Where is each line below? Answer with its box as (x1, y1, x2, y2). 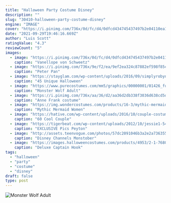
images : (5, 50, 22, 55)
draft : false (5, 173, 33, 179)
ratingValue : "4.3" (5, 41, 47, 46)
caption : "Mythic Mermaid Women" (14, 107, 85, 112)
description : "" (5, 12, 40, 17)
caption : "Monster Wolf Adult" (14, 88, 81, 93)
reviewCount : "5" (5, 45, 42, 50)
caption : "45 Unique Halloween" (14, 79, 83, 84)
